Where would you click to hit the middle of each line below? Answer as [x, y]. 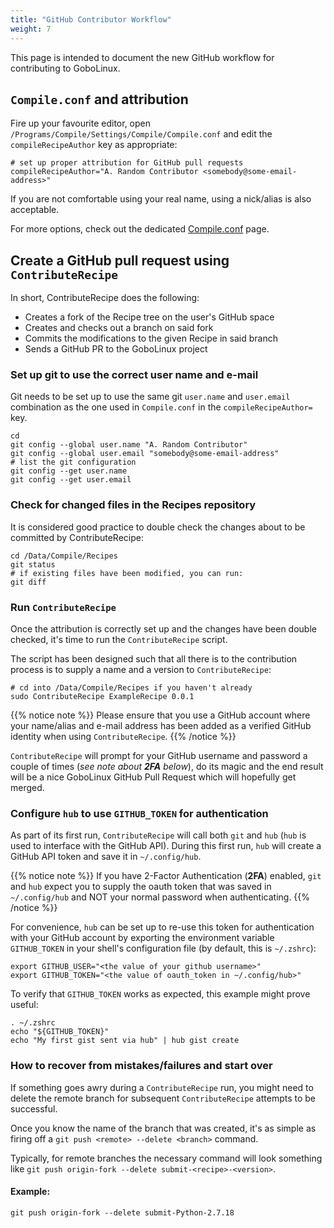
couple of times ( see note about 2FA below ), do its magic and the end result [167, 767]
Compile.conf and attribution [99, 99]
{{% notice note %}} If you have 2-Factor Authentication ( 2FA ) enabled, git [166, 876]
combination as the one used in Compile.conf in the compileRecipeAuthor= [161, 407]
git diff [28, 582]
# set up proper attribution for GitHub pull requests [127, 163]
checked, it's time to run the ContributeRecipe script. [119, 640]
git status [33, 564]
